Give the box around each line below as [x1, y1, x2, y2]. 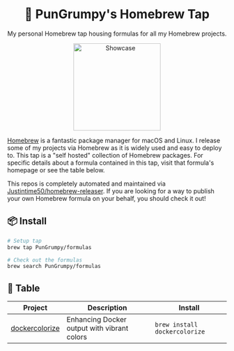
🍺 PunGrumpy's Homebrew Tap [24, 6, 210, 22]
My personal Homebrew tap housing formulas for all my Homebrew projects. [7, 29, 227, 38]
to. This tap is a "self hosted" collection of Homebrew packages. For [7, 151, 203, 159]
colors [66, 332, 87, 342]
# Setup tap [7, 237, 42, 244]
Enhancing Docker [66, 315, 127, 324]
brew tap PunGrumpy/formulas [7, 244, 92, 251]
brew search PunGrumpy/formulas [7, 263, 101, 270]
